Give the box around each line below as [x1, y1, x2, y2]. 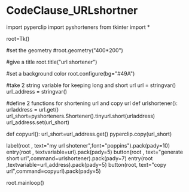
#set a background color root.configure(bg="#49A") [6, 70, 135, 77]
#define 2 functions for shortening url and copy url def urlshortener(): [6, 100, 178, 107]
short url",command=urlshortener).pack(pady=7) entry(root [6, 154, 153, 162]
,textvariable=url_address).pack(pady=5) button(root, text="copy [6, 161, 166, 168]
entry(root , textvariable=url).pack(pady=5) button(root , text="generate [6, 148, 184, 155]
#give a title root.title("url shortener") [6, 58, 97, 65]
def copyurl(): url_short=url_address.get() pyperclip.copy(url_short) [6, 130, 172, 137]
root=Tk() [6, 35, 30, 42]
